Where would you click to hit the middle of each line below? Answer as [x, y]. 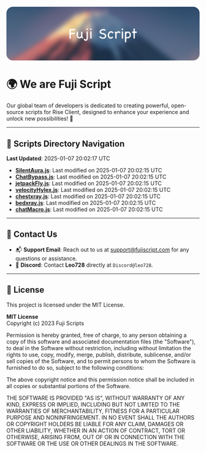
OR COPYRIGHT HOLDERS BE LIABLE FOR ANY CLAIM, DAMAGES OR [95, 424]
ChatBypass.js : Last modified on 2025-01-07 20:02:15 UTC [91, 177]
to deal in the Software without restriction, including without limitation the [99, 348]
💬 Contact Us [32, 235]
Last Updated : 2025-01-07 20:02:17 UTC [58, 159]
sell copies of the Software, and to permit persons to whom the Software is [101, 361]
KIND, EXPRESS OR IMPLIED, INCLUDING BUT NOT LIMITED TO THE [93, 404]
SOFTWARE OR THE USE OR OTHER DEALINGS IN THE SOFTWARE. [92, 443]
